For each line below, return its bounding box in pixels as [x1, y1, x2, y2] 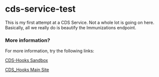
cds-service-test [5, 3, 76, 15]
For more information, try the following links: [5, 48, 94, 54]
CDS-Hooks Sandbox [5, 58, 48, 63]
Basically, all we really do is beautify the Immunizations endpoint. [5, 24, 136, 30]
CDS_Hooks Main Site [5, 67, 49, 73]
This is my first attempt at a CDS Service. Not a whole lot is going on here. [5, 19, 155, 25]
